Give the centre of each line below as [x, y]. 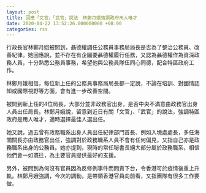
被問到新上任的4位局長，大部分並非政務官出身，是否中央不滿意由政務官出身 [102, 104]
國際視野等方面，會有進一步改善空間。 [65, 91]
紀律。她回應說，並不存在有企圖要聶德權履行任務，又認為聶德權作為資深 [103, 55]
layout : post [23, 12]
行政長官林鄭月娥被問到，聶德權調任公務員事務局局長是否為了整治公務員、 [100, 47]
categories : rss [27, 29]
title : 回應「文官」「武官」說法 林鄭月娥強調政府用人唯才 [72, 18]
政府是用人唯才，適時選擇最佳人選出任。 [57, 119]
